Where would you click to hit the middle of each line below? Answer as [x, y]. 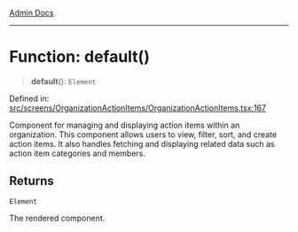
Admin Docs [31, 13]
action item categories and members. [78, 153]
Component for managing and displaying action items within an [125, 125]
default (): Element [63, 81]
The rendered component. [57, 218]
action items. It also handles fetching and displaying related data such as [142, 143]
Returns [32, 181]
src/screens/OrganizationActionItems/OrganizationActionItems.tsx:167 [138, 108]
